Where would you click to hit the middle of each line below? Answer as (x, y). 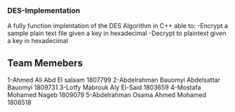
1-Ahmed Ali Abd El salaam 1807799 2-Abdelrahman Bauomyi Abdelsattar (114, 80)
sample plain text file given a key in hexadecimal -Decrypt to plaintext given (117, 33)
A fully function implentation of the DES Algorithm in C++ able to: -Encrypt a (118, 26)
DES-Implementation (44, 11)
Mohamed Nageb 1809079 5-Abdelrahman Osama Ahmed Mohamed (107, 95)
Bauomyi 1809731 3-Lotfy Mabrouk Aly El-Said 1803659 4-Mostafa (104, 87)
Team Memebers (45, 63)
